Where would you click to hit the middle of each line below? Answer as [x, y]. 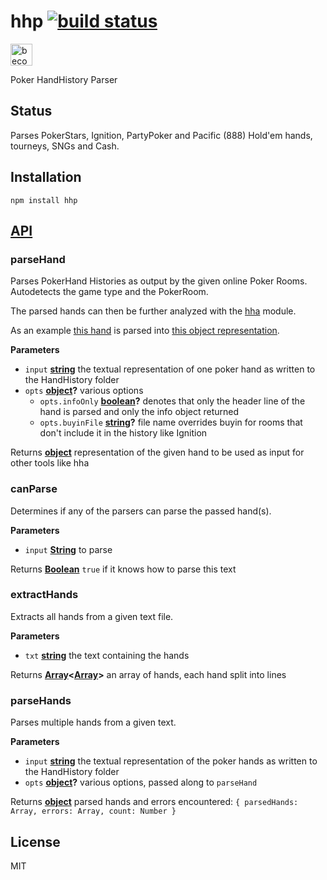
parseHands [41, 700]
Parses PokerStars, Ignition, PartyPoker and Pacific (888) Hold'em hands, [161, 135]
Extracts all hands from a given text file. [92, 616]
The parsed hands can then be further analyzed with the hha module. [153, 311]
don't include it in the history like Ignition [123, 433]
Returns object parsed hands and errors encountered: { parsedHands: [154, 802]
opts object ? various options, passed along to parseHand [141, 782]
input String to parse [68, 549]
